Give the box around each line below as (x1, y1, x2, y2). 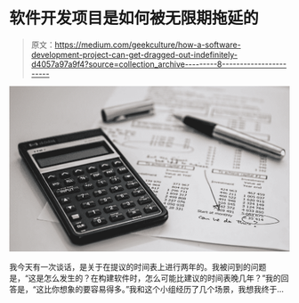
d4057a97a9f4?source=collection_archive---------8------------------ (30, 59, 287, 70)
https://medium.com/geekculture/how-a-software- (54, 39, 242, 50)
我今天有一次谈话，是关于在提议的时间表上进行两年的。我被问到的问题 (9, 261, 267, 272)
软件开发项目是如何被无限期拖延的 (9, 8, 260, 29)
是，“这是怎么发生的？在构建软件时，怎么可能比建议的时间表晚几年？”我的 (9, 273, 282, 283)
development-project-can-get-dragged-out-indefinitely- (30, 49, 238, 60)
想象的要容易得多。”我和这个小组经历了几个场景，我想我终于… (59, 283, 285, 294)
